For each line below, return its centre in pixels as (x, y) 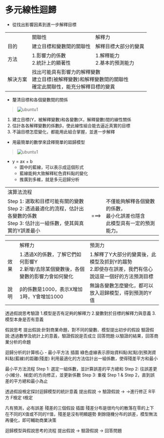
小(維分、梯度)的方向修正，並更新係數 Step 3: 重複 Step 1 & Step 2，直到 (78, 375)
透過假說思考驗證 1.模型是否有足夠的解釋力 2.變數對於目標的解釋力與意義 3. (81, 313)
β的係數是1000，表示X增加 (51, 289)
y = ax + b (22, 161)
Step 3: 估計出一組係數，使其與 (43, 223)
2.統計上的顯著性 (51, 63)
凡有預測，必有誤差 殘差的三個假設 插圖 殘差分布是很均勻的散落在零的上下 (80, 408)
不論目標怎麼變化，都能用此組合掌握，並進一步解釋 (63, 131)
